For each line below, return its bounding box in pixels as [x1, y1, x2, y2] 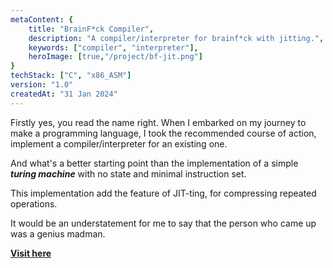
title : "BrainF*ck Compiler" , [28, 24, 155, 34]
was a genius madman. [10, 227, 106, 240]
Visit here [10, 247, 52, 259]
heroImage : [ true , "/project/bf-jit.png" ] [28, 52, 203, 62]
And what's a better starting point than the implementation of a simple [10, 157, 299, 169]
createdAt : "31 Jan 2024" [10, 89, 118, 99]
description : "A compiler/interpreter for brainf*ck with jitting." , [28, 33, 325, 43]
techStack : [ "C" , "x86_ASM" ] [10, 71, 132, 81]
